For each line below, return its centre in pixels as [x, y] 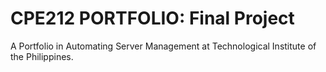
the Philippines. [42, 56]
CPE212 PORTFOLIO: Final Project [152, 18]
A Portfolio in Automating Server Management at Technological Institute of [163, 46]
